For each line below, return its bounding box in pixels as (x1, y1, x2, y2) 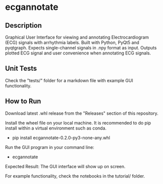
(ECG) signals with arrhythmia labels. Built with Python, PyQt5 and (5, 40, 139, 46)
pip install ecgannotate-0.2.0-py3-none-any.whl (12, 135, 110, 140)
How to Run (5, 97, 41, 105)
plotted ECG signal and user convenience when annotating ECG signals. (5, 50, 151, 56)
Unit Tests (5, 64, 37, 73)
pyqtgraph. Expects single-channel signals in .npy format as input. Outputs (5, 45, 157, 50)
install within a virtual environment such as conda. (5, 125, 107, 131)
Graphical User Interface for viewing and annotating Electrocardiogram (5, 34, 149, 40)
